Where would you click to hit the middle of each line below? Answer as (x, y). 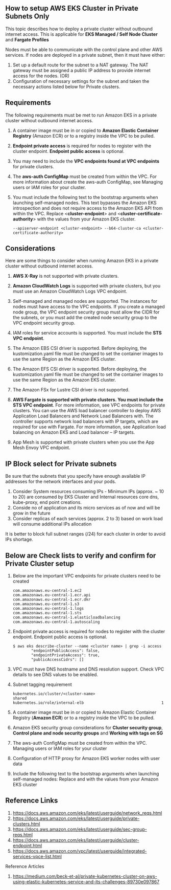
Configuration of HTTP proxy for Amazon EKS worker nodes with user (86, 759)
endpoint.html (27, 845)
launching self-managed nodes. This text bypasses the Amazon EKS (84, 203)
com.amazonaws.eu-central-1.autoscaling (56, 622)
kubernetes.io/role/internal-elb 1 (88, 703)
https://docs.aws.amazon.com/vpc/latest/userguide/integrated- (80, 851)
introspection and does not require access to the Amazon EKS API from (88, 208)
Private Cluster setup (40, 563)
